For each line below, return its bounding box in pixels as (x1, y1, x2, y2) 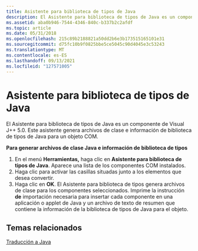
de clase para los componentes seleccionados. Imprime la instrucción (14, 187, 184, 194)
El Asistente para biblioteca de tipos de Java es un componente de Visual (6, 121, 184, 128)
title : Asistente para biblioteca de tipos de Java (6, 8, 136, 15)
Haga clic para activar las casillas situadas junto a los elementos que (14, 168, 181, 175)
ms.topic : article (6, 25, 51, 31)
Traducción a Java (6, 239, 51, 246)
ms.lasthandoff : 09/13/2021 (6, 58, 75, 63)
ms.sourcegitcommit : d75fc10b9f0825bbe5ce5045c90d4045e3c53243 (6, 42, 165, 48)
